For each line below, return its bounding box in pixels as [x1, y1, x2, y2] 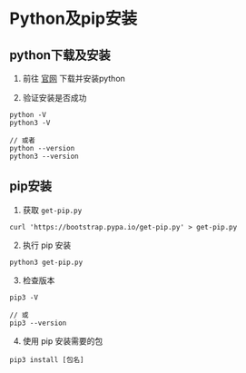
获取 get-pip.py [22, 204, 83, 215]
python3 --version [9, 152, 79, 161]
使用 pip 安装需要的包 [22, 335, 103, 346]
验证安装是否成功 [22, 93, 87, 103]
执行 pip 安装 [22, 240, 72, 250]
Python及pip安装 [9, 8, 138, 29]
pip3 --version [9, 319, 67, 328]
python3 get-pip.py [9, 258, 84, 267]
